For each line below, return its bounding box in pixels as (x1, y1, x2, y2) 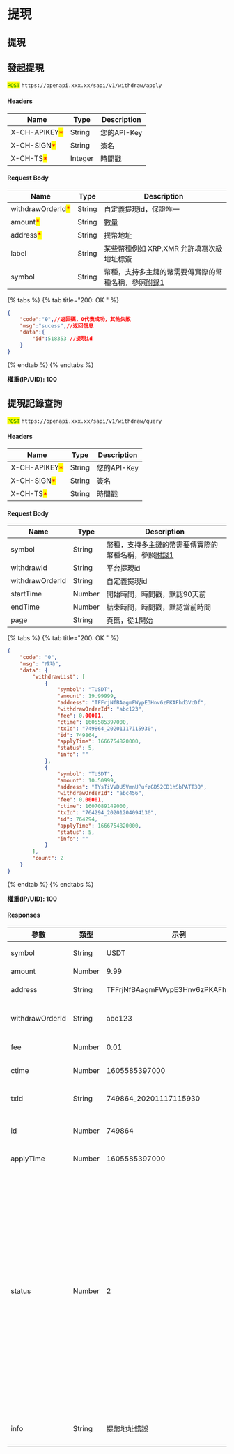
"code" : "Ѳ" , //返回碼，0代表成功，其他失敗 (19, 316, 131, 323)
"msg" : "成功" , (19, 660, 62, 667)
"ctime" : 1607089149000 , (56, 803, 130, 810)
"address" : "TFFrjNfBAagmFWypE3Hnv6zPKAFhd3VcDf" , (56, 699, 208, 706)
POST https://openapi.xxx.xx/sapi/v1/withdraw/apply (7, 82, 162, 89)
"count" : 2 (32, 855, 64, 862)
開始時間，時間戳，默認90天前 (106, 589, 207, 599)
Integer (70, 153, 94, 163)
